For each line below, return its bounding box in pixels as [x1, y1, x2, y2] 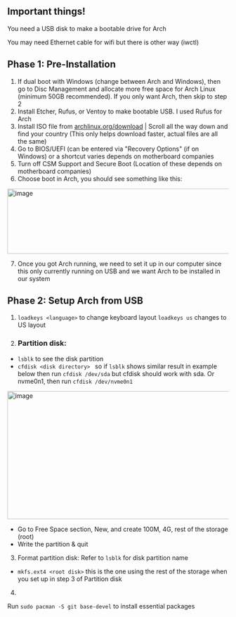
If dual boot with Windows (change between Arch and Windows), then [17, 77, 221, 85]
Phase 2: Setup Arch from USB [7, 295, 144, 307]
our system [17, 274, 51, 282]
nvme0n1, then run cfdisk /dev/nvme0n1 [17, 377, 133, 385]
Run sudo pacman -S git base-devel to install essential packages [7, 602, 195, 610]
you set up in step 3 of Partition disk [17, 574, 122, 583]
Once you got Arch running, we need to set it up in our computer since [17, 259, 222, 268]
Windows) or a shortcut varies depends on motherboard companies [17, 151, 214, 161]
